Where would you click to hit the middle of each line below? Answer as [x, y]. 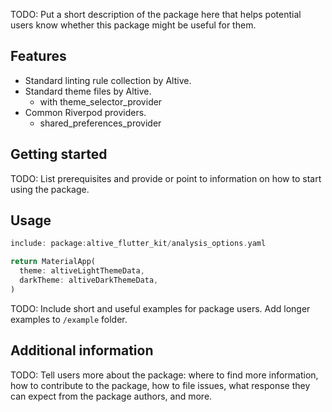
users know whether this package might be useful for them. [133, 25]
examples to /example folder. [69, 319]
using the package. [50, 189]
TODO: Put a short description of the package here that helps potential [156, 14]
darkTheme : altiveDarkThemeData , [89, 280]
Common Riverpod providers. [85, 112]
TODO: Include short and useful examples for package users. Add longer [160, 308]
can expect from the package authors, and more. [111, 396]
